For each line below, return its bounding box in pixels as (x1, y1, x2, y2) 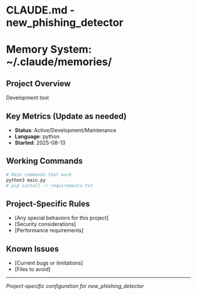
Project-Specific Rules (6, 199, 90, 209)
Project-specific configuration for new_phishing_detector (6, 283, 144, 290)
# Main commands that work (6, 171, 72, 178)
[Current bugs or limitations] (14, 259, 83, 267)
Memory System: (6, 43, 92, 56)
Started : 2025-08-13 (14, 139, 66, 146)
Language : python (14, 133, 60, 140)
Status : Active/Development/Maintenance (14, 127, 117, 134)
